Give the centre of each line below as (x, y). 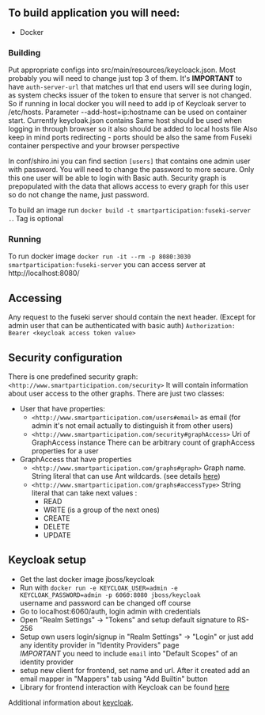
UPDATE (57, 535)
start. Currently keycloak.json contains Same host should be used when (125, 120)
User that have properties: (62, 409)
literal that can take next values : (84, 493)
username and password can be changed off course (105, 602)
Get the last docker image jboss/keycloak (87, 579)
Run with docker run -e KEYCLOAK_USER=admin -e (98, 587)
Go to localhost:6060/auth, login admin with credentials (110, 611)
